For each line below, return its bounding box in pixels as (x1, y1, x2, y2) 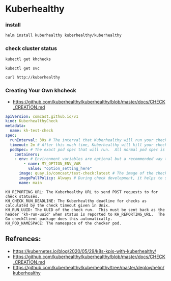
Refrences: (5, 235, 41, 243)
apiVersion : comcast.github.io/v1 (5, 114, 79, 119)
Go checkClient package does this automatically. (5, 216, 113, 221)
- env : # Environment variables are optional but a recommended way (14, 157, 163, 162)
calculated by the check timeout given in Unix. (5, 202, 110, 208)
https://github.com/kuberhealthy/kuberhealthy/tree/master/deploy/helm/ (12, 264, 164, 270)
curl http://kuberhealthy (5, 75, 60, 80)
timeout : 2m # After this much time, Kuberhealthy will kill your (10, 142, 154, 147)
